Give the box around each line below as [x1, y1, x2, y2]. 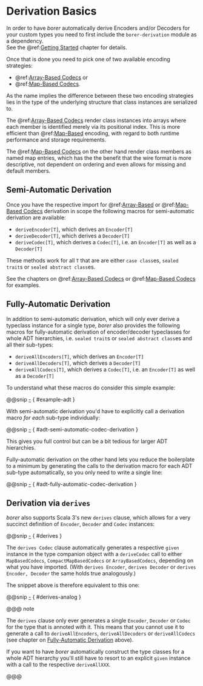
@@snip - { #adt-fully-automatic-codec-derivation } [6, 480, 138, 487]
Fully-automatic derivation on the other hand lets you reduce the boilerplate [6, 456, 195, 463]
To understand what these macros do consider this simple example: [6, 384, 176, 391]
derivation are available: [6, 214, 66, 221]
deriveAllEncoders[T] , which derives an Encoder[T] [15, 352, 144, 360]
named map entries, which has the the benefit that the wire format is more [6, 154, 192, 162]
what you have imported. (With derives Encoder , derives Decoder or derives [6, 563, 196, 571]
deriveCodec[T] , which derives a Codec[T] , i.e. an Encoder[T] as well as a [15, 238, 196, 245]
